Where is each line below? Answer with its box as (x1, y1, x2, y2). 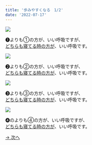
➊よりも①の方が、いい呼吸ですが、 (5, 36, 83, 42)
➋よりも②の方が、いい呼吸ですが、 (5, 63, 83, 69)
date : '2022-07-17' (5, 12, 47, 17)
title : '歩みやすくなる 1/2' (5, 7, 64, 13)
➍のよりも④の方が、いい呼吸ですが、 (5, 117, 88, 123)
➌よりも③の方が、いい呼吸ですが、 (5, 90, 83, 96)
